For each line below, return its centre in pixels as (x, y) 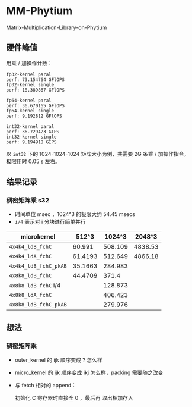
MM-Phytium (39, 11)
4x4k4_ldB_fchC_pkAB (38, 266)
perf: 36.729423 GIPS (33, 132)
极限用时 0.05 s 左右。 (33, 161)
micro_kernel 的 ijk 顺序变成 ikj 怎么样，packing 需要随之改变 (89, 372)
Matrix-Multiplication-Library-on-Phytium (57, 27)
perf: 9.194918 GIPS (32, 142)
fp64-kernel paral (29, 100)
